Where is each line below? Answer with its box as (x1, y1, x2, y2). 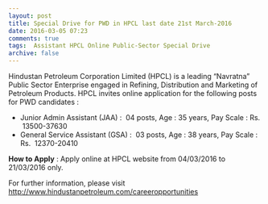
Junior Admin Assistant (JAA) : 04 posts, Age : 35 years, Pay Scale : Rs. (19, 113, 261, 122)
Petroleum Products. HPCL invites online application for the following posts (8, 89, 258, 98)
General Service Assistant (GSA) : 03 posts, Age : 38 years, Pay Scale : (19, 130, 258, 139)
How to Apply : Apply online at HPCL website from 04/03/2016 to (8, 154, 226, 164)
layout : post (8, 11, 52, 20)
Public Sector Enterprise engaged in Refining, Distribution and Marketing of (8, 80, 258, 90)
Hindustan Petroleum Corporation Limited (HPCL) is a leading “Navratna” (8, 72, 250, 81)
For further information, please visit (8, 178, 126, 188)
